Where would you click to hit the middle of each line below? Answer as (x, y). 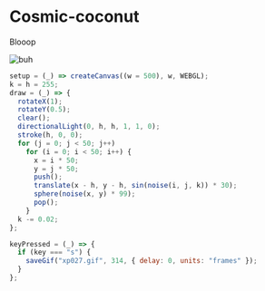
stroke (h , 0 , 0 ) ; (50, 135)
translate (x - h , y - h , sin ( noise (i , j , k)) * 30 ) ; (135, 186)
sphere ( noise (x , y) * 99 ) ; (84, 194)
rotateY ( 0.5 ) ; (44, 110)
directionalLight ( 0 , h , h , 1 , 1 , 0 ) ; (89, 127)
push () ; (48, 177)
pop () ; (46, 203)
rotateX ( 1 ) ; (40, 102)
